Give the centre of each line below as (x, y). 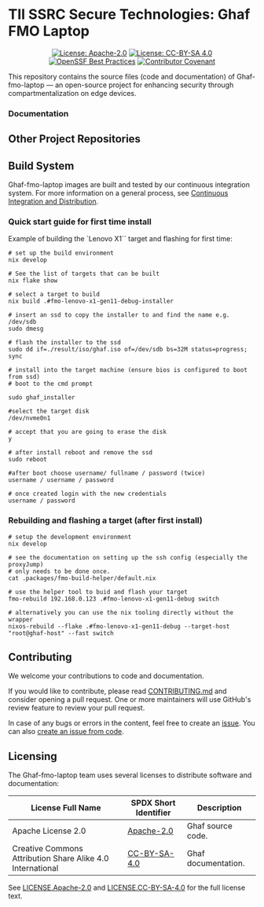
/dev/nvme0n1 (29, 418)
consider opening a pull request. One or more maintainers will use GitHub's (130, 700)
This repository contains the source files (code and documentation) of (122, 76)
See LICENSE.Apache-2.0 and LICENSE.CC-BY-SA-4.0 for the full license (127, 888)
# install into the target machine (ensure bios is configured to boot (128, 370)
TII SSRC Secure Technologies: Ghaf (129, 15)
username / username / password (61, 480)
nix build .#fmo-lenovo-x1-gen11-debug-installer (91, 301)
